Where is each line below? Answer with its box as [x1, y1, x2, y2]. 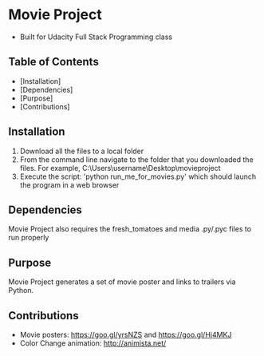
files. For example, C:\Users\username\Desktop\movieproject [19, 163, 221, 172]
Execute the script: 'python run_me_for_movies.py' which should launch [19, 172, 257, 181]
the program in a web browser [19, 180, 120, 189]
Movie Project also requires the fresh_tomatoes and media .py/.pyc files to [8, 224, 252, 234]
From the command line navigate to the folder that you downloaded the [19, 154, 254, 164]
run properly [8, 233, 49, 243]
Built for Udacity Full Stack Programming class [19, 32, 173, 42]
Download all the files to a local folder [19, 146, 144, 156]
